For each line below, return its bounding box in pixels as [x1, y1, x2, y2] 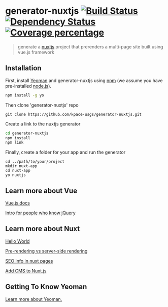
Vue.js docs [5, 200, 30, 206]
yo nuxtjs [5, 172, 26, 178]
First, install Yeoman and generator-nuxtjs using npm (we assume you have [5, 77, 163, 84]
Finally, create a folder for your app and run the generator [5, 149, 126, 156]
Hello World [5, 238, 30, 244]
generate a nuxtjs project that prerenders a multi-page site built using [17, 43, 163, 49]
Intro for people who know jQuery [5, 210, 76, 216]
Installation [5, 64, 42, 72]
